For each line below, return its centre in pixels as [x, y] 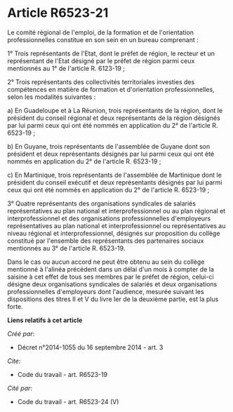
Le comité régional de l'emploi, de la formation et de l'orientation [101, 32]
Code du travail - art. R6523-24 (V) [68, 401]
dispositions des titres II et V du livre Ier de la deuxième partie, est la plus [113, 299]
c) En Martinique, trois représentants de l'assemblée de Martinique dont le [115, 175]
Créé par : [21, 333]
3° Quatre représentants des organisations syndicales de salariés [102, 203]
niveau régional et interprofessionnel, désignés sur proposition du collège [114, 233]
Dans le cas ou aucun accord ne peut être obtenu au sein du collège [106, 262]
